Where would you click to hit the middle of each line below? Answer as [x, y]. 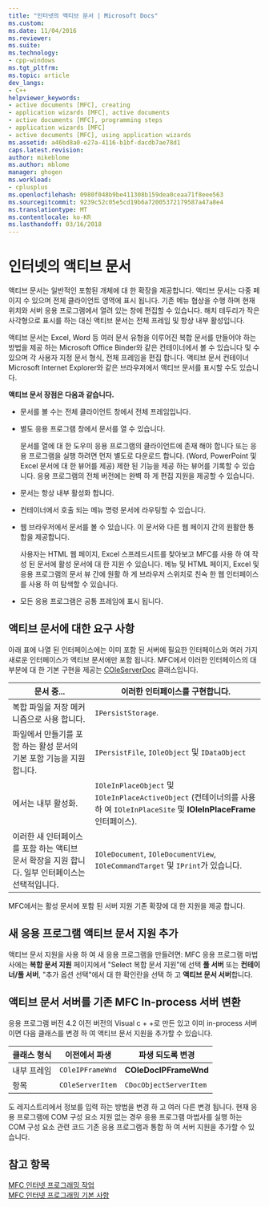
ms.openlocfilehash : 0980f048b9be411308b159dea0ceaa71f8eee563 [116, 194]
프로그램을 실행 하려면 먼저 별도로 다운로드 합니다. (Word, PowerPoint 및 [143, 456]
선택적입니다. [36, 885]
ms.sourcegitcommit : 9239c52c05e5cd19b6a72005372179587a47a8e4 [116, 202]
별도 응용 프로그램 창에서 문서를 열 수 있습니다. [92, 429]
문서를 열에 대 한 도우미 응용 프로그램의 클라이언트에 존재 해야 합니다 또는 [134, 446]
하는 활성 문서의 [50, 746]
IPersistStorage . [126, 712]
